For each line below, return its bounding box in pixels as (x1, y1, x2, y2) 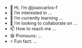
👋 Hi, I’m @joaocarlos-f (9, 5, 58, 10)
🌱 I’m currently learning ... (9, 15, 63, 21)
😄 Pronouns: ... (9, 33, 42, 39)
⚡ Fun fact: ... (9, 38, 37, 44)
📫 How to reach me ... (9, 26, 56, 31)
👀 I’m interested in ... (9, 10, 52, 16)
